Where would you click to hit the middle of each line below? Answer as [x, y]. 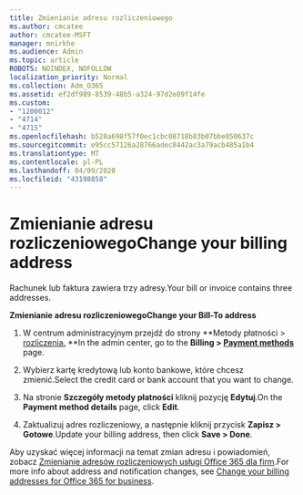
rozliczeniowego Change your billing [149, 243]
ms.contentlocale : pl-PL [56, 162]
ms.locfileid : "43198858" [58, 179]
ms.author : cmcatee [46, 26]
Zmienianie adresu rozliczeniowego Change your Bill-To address [133, 315]
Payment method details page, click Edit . [101, 407]
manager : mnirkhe [42, 43]
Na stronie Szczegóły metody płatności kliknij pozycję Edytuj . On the [152, 397]
